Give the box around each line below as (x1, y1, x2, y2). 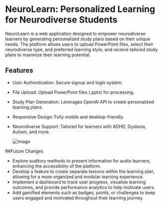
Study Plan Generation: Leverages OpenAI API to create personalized (12, 99, 154, 105)
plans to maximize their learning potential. (5, 51, 91, 58)
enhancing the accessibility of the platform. (12, 163, 101, 169)
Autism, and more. (12, 129, 50, 135)
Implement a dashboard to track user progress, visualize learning (12, 179, 146, 185)
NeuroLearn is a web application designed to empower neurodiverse (5, 30, 146, 36)
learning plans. (12, 104, 43, 110)
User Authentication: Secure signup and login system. (12, 79, 123, 85)
